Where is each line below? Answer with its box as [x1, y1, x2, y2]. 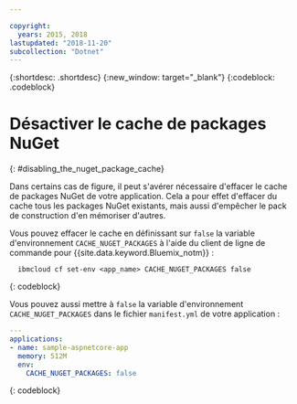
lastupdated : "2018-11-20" [9, 38, 112, 48]
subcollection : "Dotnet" [9, 47, 104, 56]
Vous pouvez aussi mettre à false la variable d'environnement [9, 299, 244, 310]
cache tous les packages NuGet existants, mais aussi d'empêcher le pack [9, 200, 287, 211]
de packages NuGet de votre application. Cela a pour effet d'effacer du [9, 191, 278, 202]
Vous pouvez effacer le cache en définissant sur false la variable [9, 228, 256, 239]
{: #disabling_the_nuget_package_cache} [9, 164, 164, 175]
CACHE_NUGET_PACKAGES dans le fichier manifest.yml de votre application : [9, 308, 281, 320]
